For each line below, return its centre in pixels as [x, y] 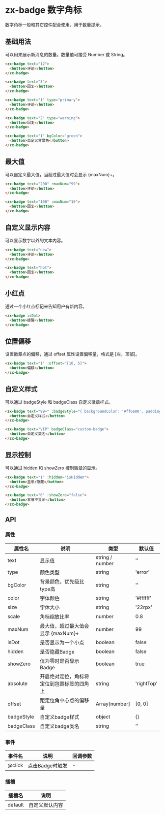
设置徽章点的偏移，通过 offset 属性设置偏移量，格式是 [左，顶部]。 [72, 354]
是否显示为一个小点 [62, 642]
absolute [18, 684]
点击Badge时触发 [48, 765]
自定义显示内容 [28, 228]
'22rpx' [144, 607]
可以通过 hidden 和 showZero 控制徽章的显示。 [53, 468]
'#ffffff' [143, 598]
